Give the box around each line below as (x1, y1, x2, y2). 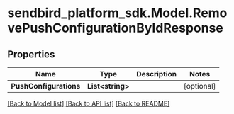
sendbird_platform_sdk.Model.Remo (7, 5, 228, 21)
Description (135, 69, 177, 79)
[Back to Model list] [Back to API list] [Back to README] (7, 99, 170, 108)
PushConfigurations (11, 81, 81, 91)
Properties (7, 48, 55, 60)
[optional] (183, 81, 216, 91)
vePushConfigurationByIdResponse (7, 20, 223, 36)
